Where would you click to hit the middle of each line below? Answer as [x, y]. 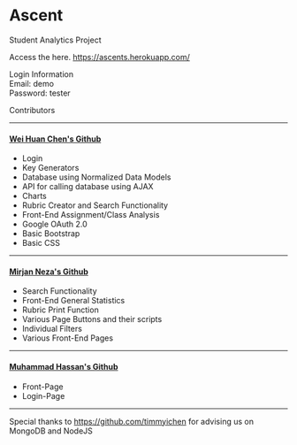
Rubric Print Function [60, 310]
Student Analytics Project [55, 40]
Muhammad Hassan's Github [64, 366]
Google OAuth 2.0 [55, 224]
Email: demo [32, 83]
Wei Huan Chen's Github [55, 139]
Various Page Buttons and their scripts [92, 319]
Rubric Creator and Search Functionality [95, 205]
